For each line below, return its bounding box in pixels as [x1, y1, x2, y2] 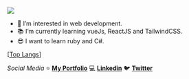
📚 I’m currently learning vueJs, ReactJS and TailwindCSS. [16, 27, 183, 35]
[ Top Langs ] [7, 50, 42, 58]
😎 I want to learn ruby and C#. [16, 37, 104, 45]
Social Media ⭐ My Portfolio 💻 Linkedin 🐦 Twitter [7, 64, 153, 72]
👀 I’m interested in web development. [16, 19, 122, 27]
